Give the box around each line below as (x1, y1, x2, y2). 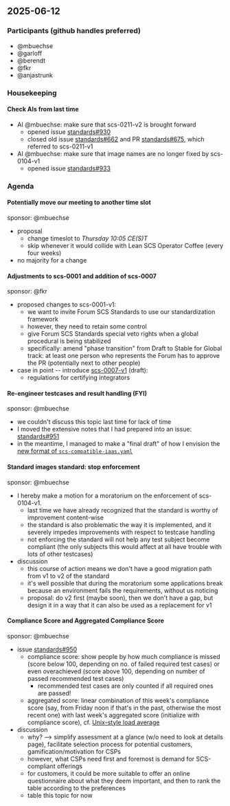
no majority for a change (16, 256, 87, 264)
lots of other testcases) (27, 550, 93, 558)
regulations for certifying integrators (27, 374, 130, 382)
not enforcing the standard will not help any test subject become (27, 535, 210, 544)
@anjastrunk (16, 71, 54, 79)
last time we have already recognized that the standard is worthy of (27, 506, 218, 514)
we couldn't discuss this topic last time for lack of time (16, 418, 172, 426)
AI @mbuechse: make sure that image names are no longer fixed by (16, 149, 209, 157)
